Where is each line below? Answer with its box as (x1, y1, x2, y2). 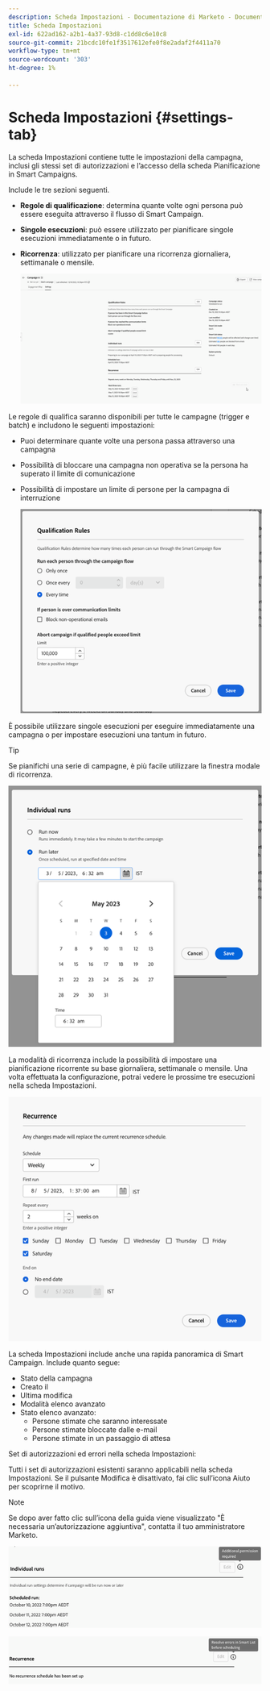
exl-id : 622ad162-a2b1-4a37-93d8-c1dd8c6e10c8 (8, 30, 167, 38)
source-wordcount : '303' (8, 56, 92, 64)
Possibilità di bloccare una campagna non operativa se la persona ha (19, 460, 249, 469)
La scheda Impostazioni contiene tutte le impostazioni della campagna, (8, 152, 243, 161)
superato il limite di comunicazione (19, 469, 136, 478)
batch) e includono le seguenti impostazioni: (8, 420, 155, 430)
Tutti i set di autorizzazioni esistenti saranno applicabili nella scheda (8, 1464, 233, 1475)
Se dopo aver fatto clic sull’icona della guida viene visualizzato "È (8, 1513, 225, 1523)
